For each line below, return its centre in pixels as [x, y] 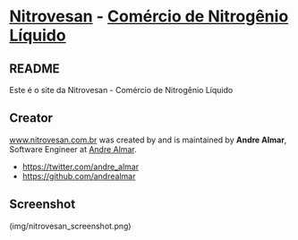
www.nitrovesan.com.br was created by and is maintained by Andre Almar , [148, 140]
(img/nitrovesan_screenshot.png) [70, 226]
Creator [31, 118]
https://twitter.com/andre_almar [81, 167]
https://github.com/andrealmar [79, 176]
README [34, 69]
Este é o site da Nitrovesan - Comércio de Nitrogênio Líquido [121, 90]
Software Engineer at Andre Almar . [73, 149]
